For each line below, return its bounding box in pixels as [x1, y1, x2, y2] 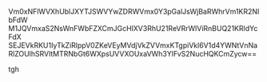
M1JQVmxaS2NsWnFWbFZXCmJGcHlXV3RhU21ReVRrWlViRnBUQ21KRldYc [8, 24, 258, 33]
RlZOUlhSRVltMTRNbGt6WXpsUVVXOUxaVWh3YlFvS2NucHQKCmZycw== [8, 49, 257, 58]
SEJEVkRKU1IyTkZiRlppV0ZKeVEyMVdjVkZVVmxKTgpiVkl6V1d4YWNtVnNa [8, 41, 258, 50]
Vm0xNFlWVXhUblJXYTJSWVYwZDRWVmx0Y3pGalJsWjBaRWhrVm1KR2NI [8, 7, 260, 16]
